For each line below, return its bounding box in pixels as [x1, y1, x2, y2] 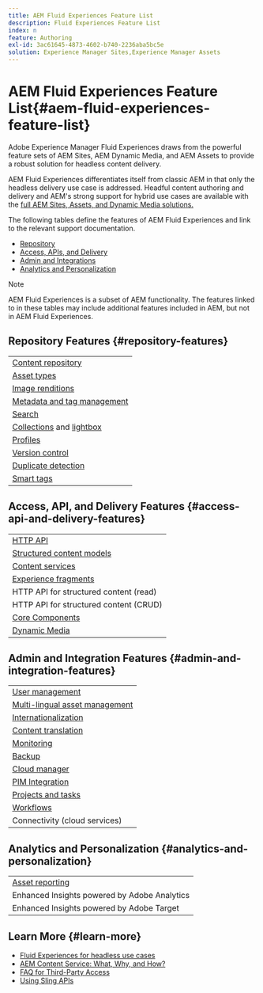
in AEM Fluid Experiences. [8, 311, 93, 321]
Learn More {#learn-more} [8, 930, 142, 943]
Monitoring [12, 738, 53, 749]
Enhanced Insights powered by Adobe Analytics [12, 890, 190, 901]
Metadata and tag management [12, 395, 129, 406]
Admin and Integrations [19, 255, 96, 265]
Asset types [12, 370, 57, 381]
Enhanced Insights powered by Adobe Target [12, 903, 180, 914]
